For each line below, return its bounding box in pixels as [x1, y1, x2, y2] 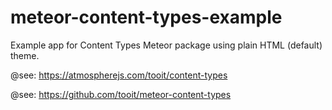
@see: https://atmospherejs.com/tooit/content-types [10, 69, 228, 81]
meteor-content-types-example [10, 6, 283, 29]
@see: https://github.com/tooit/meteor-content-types [10, 88, 232, 100]
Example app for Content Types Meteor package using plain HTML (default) [10, 39, 323, 51]
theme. [10, 49, 40, 61]
